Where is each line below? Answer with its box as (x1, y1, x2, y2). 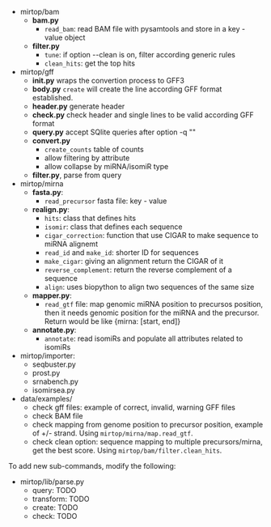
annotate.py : (32, 325, 77, 334)
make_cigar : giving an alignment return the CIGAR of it (44, 257, 224, 266)
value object (44, 32, 86, 42)
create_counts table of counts (44, 145, 144, 154)
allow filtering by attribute (44, 153, 130, 163)
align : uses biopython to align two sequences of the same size (44, 283, 255, 291)
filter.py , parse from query (32, 170, 122, 180)
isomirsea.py (32, 385, 75, 395)
